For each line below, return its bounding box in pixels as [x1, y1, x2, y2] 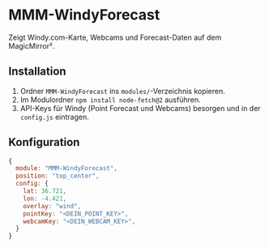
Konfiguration [8, 135, 80, 149]
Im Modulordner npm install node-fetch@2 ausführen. [19, 95, 201, 105]
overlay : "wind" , [23, 202, 82, 210]
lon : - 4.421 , [23, 195, 67, 203]
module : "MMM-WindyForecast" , [15, 165, 117, 173]
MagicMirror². [8, 41, 55, 50]
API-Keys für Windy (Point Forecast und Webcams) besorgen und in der [19, 103, 261, 113]
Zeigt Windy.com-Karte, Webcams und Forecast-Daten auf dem [8, 32, 222, 42]
